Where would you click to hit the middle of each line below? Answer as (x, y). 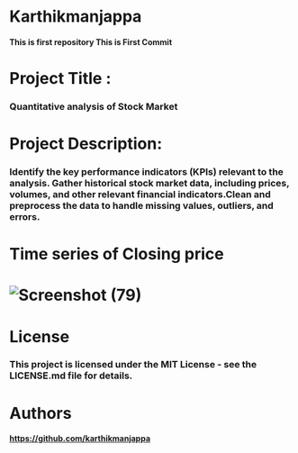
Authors (41, 413)
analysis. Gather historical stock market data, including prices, (149, 183)
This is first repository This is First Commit (91, 41)
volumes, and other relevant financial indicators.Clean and (140, 194)
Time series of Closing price (117, 254)
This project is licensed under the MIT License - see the (133, 365)
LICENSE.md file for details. (71, 376)
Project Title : (60, 78)
